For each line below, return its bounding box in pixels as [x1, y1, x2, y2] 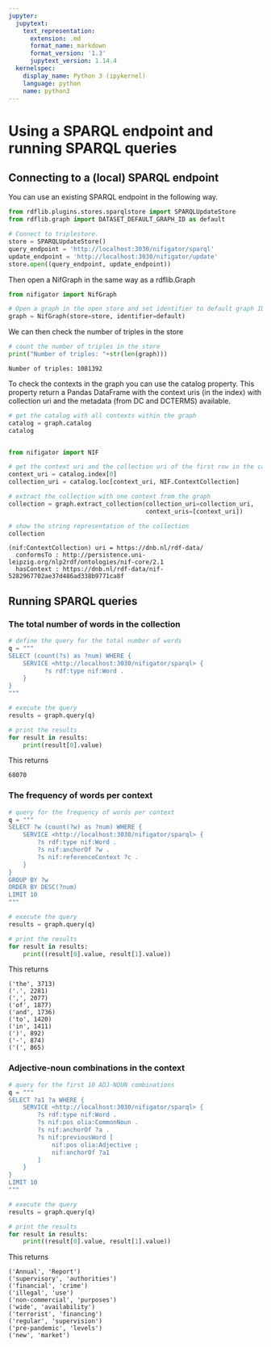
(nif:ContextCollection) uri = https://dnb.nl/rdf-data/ [8, 544, 204, 552]
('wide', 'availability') [8, 1303, 95, 1311]
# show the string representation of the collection [8, 522, 190, 530]
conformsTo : [15, 551, 60, 560]
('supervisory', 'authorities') [8, 1275, 117, 1283]
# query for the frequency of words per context [8, 808, 175, 816]
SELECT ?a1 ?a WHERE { [8, 1096, 85, 1104]
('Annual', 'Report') [8, 1268, 81, 1276]
